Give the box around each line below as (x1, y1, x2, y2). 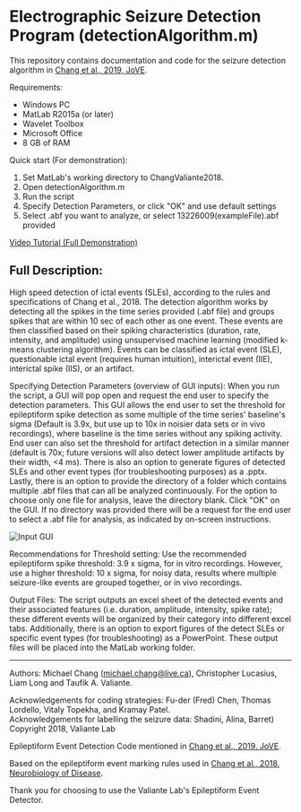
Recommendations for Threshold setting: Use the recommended (9, 549, 247, 559)
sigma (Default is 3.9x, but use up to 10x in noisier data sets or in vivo (9, 419, 266, 429)
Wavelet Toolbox (21, 118, 84, 129)
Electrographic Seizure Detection (9, 6, 262, 27)
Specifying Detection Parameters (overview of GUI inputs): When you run (9, 380, 280, 391)
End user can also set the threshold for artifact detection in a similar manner (9, 437, 289, 448)
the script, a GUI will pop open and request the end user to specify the (9, 390, 270, 401)
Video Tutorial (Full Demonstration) (9, 237, 139, 247)
